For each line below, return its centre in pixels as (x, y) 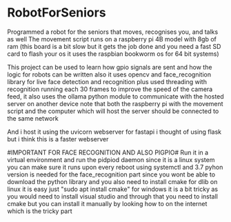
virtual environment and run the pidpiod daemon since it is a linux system (111, 159)
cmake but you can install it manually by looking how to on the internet (107, 203)
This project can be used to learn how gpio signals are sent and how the (110, 67)
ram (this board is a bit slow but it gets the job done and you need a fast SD (114, 46)
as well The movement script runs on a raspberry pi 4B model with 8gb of (112, 39)
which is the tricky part (40, 211)
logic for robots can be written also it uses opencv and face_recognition (109, 74)
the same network (33, 118)
